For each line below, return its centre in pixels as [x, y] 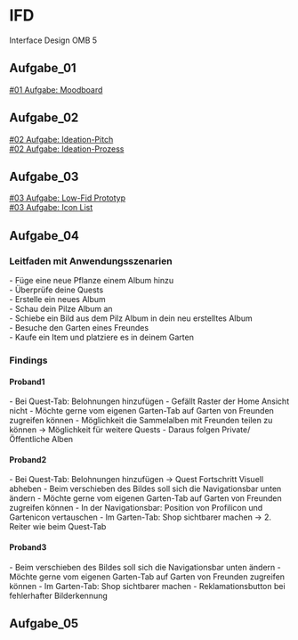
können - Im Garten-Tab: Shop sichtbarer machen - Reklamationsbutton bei [148, 586]
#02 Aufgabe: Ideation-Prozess [67, 149]
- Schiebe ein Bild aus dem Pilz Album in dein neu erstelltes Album [131, 318]
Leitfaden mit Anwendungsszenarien [91, 261]
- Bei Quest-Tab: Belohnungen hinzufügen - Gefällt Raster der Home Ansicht [149, 401]
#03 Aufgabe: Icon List [51, 208]
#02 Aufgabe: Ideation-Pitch [61, 139]
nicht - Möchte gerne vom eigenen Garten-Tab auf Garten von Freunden [141, 411]
